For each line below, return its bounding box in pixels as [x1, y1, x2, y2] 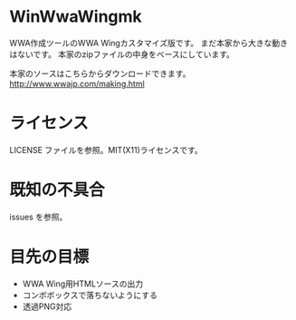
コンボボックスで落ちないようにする [22, 289, 158, 300]
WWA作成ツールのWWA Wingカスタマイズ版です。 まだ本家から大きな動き [9, 37, 288, 48]
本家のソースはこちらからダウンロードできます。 [9, 68, 191, 79]
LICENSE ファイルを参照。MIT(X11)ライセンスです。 [9, 144, 204, 155]
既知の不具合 [9, 179, 106, 200]
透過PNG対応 [22, 301, 72, 312]
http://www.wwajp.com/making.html [9, 78, 145, 89]
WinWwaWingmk [9, 6, 142, 27]
